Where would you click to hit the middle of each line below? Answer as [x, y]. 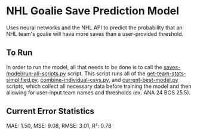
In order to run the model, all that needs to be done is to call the [84, 67]
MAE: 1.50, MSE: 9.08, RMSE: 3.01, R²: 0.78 [59, 125]
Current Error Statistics [50, 111]
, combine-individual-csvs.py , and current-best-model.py [108, 79]
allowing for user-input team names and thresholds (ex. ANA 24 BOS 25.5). [98, 92]
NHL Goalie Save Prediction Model [93, 11]
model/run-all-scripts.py [36, 73]
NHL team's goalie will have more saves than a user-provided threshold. [95, 33]
